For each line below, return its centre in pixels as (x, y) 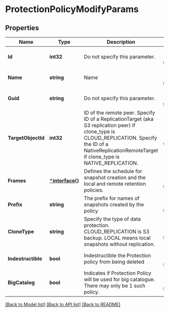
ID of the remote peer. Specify (119, 113)
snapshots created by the (114, 205)
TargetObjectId (26, 138)
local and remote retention (115, 184)
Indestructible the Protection (117, 255)
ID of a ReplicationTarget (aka (119, 119)
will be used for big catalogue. (119, 279)
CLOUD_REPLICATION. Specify (120, 138)
